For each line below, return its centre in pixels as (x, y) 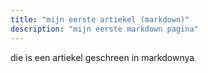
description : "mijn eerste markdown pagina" (104, 29)
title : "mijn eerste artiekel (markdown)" (100, 19)
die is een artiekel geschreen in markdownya (102, 57)
